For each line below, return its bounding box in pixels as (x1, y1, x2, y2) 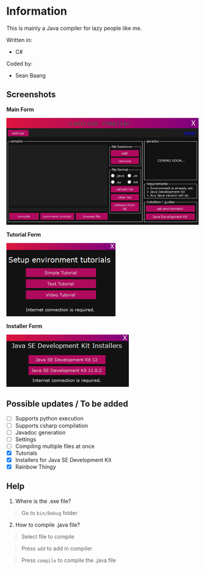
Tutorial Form (6, 231, 41, 238)
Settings (15, 435, 37, 443)
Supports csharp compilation (15, 422, 88, 429)
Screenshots (6, 90, 56, 100)
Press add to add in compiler (21, 544, 93, 552)
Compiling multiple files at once (15, 442, 95, 450)
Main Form (6, 106, 34, 113)
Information (6, 4, 67, 18)
